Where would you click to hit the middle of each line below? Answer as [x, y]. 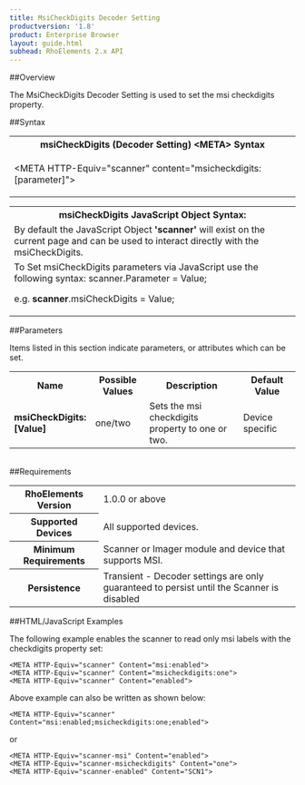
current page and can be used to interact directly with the [137, 241]
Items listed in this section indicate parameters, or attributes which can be [148, 348]
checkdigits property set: [56, 648]
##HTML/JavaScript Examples [66, 621]
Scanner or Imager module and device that [194, 549]
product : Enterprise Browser [64, 34]
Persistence [54, 588]
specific [260, 429]
